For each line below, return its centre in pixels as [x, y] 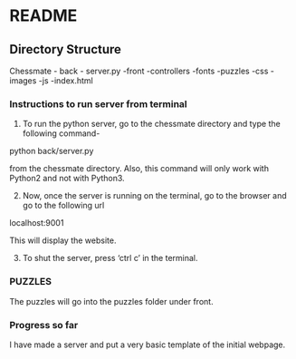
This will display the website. [63, 240]
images [23, 81]
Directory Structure [66, 49]
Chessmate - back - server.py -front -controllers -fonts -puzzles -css [139, 71]
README [43, 16]
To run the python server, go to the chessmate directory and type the [151, 124]
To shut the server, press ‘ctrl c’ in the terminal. [110, 258]
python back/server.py [52, 151]
